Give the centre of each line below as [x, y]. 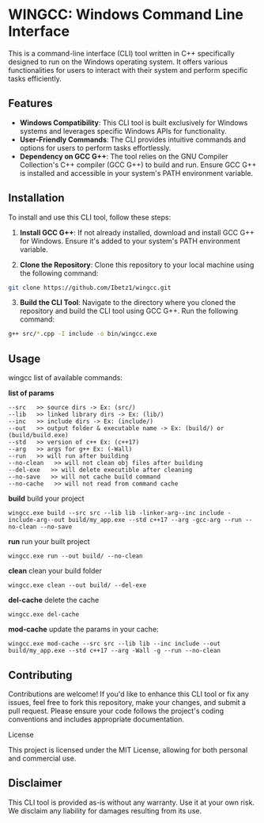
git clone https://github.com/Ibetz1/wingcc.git [90, 288]
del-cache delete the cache [54, 600]
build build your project [46, 499]
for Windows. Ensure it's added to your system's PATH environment [130, 241]
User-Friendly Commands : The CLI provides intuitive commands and [133, 139]
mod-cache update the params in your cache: [84, 629]
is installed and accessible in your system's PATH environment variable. [136, 173]
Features [30, 103]
